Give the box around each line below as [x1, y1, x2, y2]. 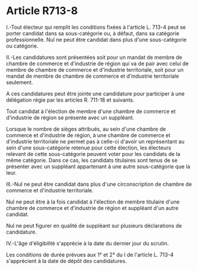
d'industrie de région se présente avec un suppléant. [6, 114, 134, 121]
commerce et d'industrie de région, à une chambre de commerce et [6, 131, 171, 139]
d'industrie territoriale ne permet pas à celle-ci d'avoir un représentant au [6, 138, 184, 145]
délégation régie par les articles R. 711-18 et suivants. [6, 96, 135, 104]
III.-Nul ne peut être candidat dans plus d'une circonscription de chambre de [6, 181, 192, 188]
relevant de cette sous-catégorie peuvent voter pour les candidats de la [6, 150, 181, 157]
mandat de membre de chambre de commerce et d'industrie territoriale [6, 72, 179, 79]
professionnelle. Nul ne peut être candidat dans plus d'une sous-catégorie [6, 36, 187, 43]
